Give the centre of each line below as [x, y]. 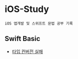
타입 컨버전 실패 [27, 51]
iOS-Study [27, 9]
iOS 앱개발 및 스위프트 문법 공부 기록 [39, 23]
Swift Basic [22, 39]
